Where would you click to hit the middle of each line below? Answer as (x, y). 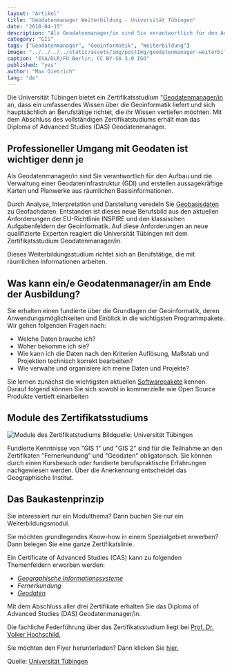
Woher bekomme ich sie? (53, 346)
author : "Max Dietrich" (41, 71)
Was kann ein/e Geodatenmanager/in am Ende (109, 283)
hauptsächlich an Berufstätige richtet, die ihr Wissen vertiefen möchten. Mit (115, 112)
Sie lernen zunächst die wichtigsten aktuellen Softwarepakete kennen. (107, 382)
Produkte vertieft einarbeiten (48, 396)
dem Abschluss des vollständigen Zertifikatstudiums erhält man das (104, 120)
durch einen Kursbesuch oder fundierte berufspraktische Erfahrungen (107, 463)
